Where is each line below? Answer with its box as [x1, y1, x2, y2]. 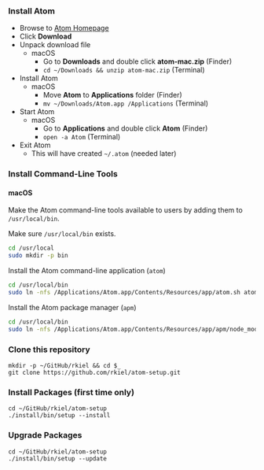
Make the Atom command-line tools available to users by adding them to [8, 205, 244, 215]
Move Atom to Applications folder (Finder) [42, 91, 182, 100]
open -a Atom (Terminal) [42, 132, 121, 142]
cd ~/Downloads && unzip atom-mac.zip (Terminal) [42, 65, 206, 75]
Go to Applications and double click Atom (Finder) [42, 124, 208, 133]
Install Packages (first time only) [8, 387, 135, 398]
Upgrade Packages [8, 430, 82, 441]
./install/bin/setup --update [8, 454, 108, 462]
